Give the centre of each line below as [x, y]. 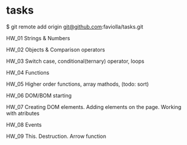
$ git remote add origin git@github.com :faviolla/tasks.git [75, 27]
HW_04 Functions [28, 72]
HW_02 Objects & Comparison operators [56, 49]
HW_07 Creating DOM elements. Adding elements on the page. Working [94, 107]
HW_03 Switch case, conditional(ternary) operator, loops [75, 61]
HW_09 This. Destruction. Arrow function [56, 136]
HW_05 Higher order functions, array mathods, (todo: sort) [78, 84]
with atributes [23, 113]
